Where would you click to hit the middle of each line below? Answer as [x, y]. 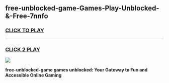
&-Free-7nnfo [27, 16]
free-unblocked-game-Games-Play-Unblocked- [82, 8]
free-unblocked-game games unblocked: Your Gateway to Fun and [76, 69]
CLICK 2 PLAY [23, 49]
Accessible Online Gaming [33, 75]
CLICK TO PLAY [25, 31]
